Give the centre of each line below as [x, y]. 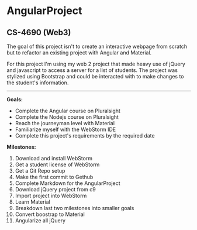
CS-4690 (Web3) [39, 32]
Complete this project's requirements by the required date [85, 135]
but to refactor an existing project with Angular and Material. [79, 53]
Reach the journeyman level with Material [65, 123]
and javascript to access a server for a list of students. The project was [92, 70]
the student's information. [38, 83]
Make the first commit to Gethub [54, 177]
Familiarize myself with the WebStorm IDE [65, 129]
